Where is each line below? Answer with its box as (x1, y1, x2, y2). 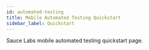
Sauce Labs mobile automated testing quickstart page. (6, 37, 144, 45)
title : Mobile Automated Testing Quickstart (6, 15, 121, 21)
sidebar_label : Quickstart (6, 20, 75, 26)
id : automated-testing (6, 9, 64, 15)
